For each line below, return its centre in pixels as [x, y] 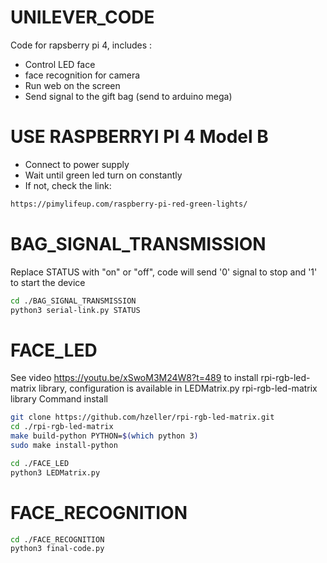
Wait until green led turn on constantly [103, 175]
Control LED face [60, 64]
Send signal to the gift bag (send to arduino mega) [128, 96]
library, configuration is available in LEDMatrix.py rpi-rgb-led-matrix [178, 388]
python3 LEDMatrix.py [55, 472]
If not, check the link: [68, 185]
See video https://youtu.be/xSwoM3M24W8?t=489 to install [134, 378]
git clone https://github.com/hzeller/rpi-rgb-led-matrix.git [142, 417]
